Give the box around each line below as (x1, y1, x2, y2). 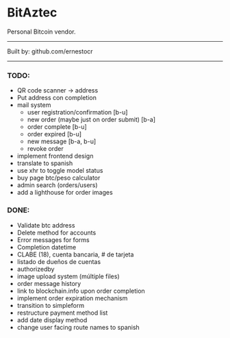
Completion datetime (16, 243, 77, 251)
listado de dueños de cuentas (16, 257, 101, 265)
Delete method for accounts (16, 228, 97, 237)
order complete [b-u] (27, 123, 87, 131)
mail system (16, 101, 51, 109)
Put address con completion (16, 94, 97, 102)
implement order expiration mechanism (16, 293, 128, 302)
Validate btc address (16, 221, 75, 229)
